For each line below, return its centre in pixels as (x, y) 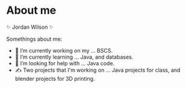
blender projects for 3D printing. (55, 78)
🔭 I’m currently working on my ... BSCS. (64, 50)
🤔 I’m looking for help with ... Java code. (65, 63)
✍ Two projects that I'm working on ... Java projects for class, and (98, 70)
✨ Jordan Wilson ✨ (30, 27)
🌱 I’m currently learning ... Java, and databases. (74, 57)
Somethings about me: (34, 39)
